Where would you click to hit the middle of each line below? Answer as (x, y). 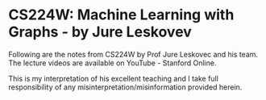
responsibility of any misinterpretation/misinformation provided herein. (125, 87)
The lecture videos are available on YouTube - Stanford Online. (112, 63)
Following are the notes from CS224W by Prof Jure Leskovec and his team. (133, 54)
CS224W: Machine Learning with (121, 15)
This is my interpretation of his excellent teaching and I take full (114, 78)
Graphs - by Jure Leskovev (100, 32)
